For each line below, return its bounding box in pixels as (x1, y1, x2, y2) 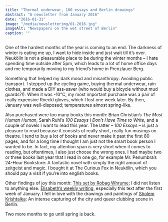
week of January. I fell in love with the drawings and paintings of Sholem (5, 191, 155, 196)
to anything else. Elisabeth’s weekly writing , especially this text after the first (5, 185, 162, 191)
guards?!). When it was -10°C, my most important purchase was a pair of (5, 91, 155, 97)
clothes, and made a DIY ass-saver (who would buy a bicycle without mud (5, 86, 158, 92)
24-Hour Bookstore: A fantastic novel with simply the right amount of (5, 160, 147, 165)
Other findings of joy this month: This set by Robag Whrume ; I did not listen (5, 180, 160, 186)
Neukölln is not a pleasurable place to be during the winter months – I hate (5, 55, 158, 61)
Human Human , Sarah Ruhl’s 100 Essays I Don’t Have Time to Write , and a (5, 117, 158, 123)
